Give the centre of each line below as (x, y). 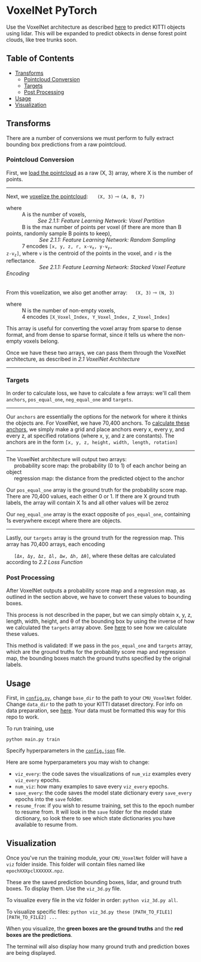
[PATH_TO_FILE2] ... (32, 917)
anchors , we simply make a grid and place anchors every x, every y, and (95, 429)
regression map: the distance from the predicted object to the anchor (99, 478)
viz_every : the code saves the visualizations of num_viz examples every (103, 774)
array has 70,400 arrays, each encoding (56, 544)
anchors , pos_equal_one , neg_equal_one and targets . (70, 399)
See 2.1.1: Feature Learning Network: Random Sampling (107, 239)
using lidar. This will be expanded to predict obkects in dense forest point (97, 33)
